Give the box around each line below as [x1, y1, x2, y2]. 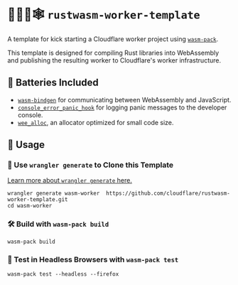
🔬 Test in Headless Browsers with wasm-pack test [7, 254, 179, 264]
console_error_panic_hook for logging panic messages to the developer [17, 103, 227, 112]
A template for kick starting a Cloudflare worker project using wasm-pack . [7, 34, 219, 43]
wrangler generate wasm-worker [7, 190, 100, 197]
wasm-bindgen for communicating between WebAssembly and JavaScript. [17, 95, 232, 104]
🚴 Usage [7, 139, 45, 151]
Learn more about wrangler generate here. [7, 176, 133, 185]
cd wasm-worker [7, 203, 53, 210]
